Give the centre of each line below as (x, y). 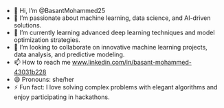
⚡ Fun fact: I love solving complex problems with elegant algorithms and (115, 87)
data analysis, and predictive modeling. (69, 54)
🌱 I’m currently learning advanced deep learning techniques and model (114, 32)
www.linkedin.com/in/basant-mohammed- (132, 62)
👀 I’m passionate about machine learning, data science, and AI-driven (112, 18)
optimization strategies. (47, 40)
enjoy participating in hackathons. (61, 97)
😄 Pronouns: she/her (44, 79)
